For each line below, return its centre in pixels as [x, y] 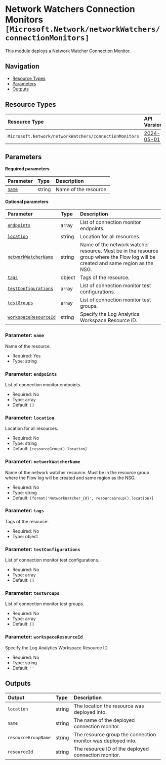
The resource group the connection [115, 734]
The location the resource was [109, 706]
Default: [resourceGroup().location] [50, 449]
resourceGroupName [29, 737]
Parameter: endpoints [31, 374]
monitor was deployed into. [105, 741]
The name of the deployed [104, 720]
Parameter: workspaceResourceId [44, 637]
